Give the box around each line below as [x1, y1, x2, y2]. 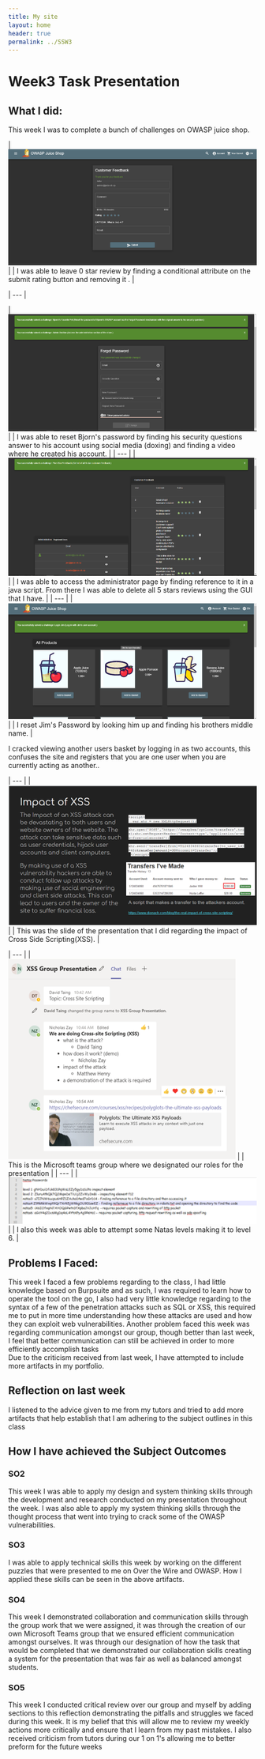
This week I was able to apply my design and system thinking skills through [8, 1486, 253, 1496]
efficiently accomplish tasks [8, 1344, 99, 1354]
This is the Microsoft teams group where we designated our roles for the [8, 1160, 244, 1170]
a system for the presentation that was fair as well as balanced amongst [8, 1654, 242, 1663]
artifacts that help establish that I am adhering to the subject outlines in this [8, 1413, 253, 1422]
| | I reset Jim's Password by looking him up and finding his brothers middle [8, 720, 254, 730]
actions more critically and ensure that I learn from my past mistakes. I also [8, 1725, 252, 1735]
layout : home [8, 21, 51, 29]
